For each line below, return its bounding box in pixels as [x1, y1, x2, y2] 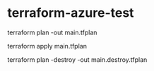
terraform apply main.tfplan [7, 41, 87, 50]
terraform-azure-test [7, 5, 134, 21]
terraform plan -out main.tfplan [7, 28, 97, 37]
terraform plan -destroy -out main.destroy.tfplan [7, 55, 148, 64]
